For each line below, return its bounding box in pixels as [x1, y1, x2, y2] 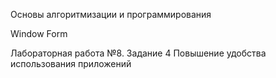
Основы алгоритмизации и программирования [10, 9, 212, 20]
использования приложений [10, 58, 132, 69]
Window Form [10, 28, 68, 39]
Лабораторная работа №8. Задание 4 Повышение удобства [10, 47, 267, 59]
